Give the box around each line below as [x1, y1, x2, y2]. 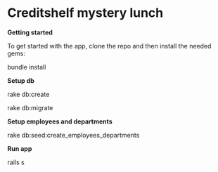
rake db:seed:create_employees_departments [7, 131, 140, 139]
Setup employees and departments [7, 117, 113, 126]
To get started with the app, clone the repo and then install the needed [7, 41, 212, 50]
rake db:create [7, 90, 50, 98]
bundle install [7, 62, 46, 71]
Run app [7, 144, 32, 152]
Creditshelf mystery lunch [7, 5, 164, 21]
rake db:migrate [7, 103, 53, 112]
